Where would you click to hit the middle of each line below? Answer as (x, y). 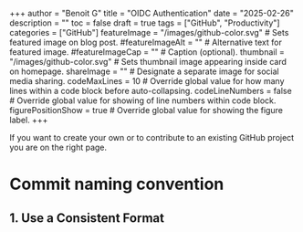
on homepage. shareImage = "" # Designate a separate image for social (145, 71)
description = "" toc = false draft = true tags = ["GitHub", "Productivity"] (145, 23)
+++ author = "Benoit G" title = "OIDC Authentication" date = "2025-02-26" (152, 13)
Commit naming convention (117, 184)
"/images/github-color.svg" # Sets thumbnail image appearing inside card (148, 62)
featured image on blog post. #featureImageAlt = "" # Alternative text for (146, 42)
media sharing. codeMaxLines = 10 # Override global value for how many (147, 81)
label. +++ (29, 120)
